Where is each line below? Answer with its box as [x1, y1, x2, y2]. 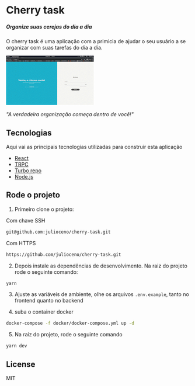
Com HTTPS [6, 239, 36, 246]
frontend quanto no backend [14, 297, 83, 304]
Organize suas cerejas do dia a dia [6, 23, 92, 30]
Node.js [14, 173, 34, 180]
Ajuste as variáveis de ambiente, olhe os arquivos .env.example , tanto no [14, 291, 190, 298]
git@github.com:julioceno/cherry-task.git [6, 229, 111, 235]
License [6, 359, 36, 369]
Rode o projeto [6, 190, 60, 200]
